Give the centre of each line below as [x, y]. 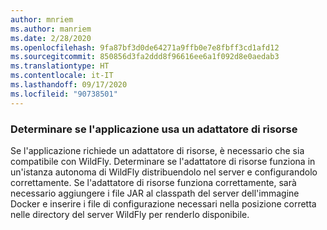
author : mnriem [42, 19]
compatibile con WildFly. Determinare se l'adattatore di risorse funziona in [163, 161]
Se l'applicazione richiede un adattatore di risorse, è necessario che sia [157, 150]
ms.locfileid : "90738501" [64, 94]
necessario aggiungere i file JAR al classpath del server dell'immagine [155, 193]
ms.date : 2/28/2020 [51, 38]
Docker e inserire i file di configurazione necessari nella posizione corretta [163, 203]
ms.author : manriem [51, 29]
